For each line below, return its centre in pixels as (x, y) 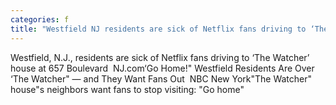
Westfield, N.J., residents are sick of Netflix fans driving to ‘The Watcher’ (160, 57)
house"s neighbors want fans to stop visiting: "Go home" (127, 89)
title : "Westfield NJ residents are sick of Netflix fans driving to (158, 29)
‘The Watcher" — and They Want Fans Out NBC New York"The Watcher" (161, 78)
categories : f (40, 19)
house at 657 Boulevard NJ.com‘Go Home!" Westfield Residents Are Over (162, 68)
